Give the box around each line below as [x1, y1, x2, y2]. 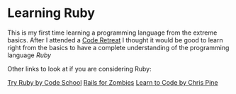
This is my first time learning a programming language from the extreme [7, 28, 218, 37]
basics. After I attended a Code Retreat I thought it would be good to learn [7, 35, 223, 44]
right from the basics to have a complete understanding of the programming [7, 43, 230, 52]
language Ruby [7, 51, 52, 59]
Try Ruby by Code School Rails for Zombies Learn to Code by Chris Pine [7, 78, 218, 86]
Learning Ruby [7, 5, 96, 21]
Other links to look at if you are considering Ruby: [7, 64, 152, 73]
